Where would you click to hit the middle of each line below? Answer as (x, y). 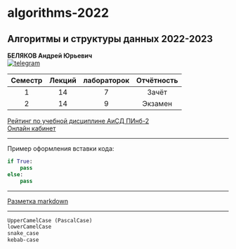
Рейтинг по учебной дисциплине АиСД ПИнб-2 (78, 121)
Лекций (63, 80)
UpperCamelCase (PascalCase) (50, 220)
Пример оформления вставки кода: (61, 148)
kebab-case (23, 240)
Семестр (27, 80)
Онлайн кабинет (32, 128)
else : (15, 174)
